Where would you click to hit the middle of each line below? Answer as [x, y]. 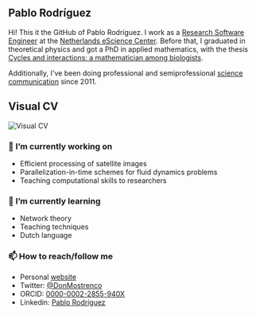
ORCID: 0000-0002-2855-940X [72, 294]
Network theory [45, 219]
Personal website [48, 277]
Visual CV [33, 107]
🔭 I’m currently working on [60, 146]
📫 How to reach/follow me [61, 256]
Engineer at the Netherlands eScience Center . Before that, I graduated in [127, 41]
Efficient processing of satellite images [83, 163]
